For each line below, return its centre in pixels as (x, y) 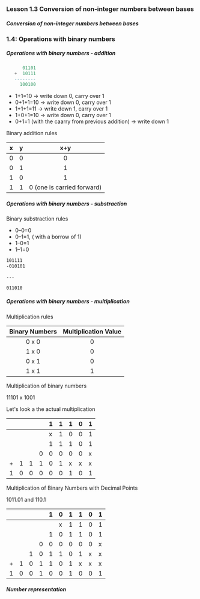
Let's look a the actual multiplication (51, 409)
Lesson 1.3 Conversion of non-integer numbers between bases (100, 9)
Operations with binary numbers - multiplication (68, 302)
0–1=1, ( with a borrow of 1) (48, 237)
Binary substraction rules (37, 219)
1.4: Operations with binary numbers (61, 39)
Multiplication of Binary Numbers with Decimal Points (72, 488)
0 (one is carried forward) (65, 187)
